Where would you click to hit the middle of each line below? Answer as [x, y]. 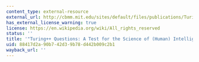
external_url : [24, 17]
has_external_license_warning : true [51, 22]
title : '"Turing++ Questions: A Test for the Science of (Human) [88, 39]
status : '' [20, 34]
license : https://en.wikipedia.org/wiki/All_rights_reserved [83, 28]
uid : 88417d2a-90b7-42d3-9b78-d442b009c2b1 [61, 45]
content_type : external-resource [47, 12]
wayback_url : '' [26, 50]
